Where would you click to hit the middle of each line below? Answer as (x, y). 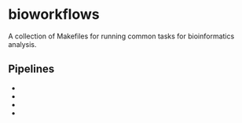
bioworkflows (54, 14)
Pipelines (31, 69)
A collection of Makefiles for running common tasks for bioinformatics (121, 36)
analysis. (22, 44)
